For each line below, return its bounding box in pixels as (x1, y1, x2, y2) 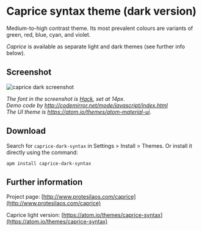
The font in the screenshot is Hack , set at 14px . (6, 95, 125, 102)
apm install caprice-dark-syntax (6, 160, 92, 166)
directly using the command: (6, 148, 78, 156)
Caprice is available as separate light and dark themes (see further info (6, 43, 185, 50)
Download (6, 126, 46, 136)
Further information (6, 177, 83, 187)
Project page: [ (6, 193, 44, 200)
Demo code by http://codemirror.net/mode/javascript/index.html (6, 101, 168, 109)
